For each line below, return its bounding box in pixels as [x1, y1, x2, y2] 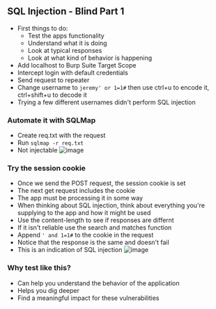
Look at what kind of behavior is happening [27, 54, 152, 62]
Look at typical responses [27, 46, 102, 54]
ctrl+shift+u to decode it [17, 90, 87, 99]
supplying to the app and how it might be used [17, 209, 151, 217]
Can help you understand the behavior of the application [17, 278, 180, 287]
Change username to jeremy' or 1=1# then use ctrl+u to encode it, [17, 83, 210, 91]
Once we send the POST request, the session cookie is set [17, 179, 186, 187]
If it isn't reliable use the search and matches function [17, 223, 172, 232]
